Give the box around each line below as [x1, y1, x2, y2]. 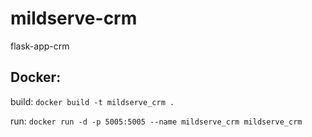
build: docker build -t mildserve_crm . [10, 95, 175, 107]
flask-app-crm [10, 40, 70, 52]
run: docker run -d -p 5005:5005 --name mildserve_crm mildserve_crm [10, 115, 303, 127]
